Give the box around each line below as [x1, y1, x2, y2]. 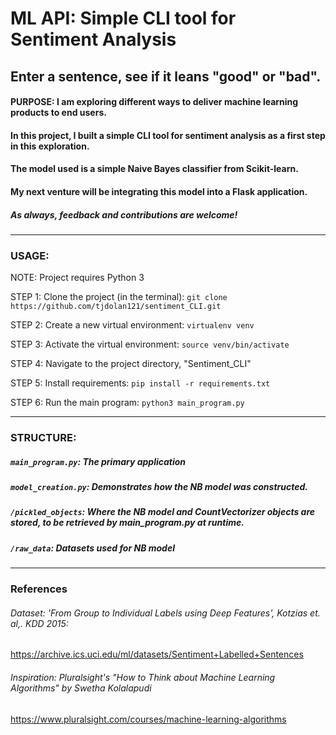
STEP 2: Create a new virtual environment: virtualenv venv [10, 319, 255, 331]
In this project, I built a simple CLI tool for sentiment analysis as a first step [10, 129, 326, 141]
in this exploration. [10, 140, 90, 152]
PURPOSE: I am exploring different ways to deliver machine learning [10, 96, 299, 108]
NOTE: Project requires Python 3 [10, 272, 145, 284]
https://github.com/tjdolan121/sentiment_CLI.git [10, 302, 222, 312]
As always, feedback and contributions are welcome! [10, 208, 238, 221]
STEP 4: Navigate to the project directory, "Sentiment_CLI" [10, 358, 252, 370]
